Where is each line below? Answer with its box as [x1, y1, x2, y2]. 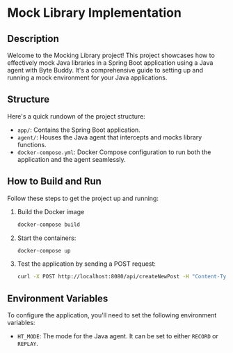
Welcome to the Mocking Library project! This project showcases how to [7, 51, 216, 59]
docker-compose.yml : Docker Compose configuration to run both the [17, 148, 211, 156]
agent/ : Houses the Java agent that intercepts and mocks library [17, 133, 202, 141]
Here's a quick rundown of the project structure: [7, 112, 146, 120]
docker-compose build [17, 221, 80, 228]
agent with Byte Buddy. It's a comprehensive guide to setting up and [7, 66, 204, 74]
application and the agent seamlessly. [17, 155, 127, 163]
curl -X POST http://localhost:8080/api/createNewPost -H [17, 273, 189, 280]
